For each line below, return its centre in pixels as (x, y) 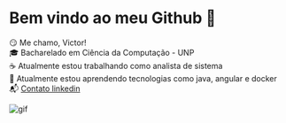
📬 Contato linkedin (45, 88)
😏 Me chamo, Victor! (48, 42)
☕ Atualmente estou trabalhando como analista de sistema (116, 65)
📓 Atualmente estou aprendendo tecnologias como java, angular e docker (143, 78)
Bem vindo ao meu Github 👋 (113, 18)
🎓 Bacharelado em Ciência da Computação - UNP (102, 52)
